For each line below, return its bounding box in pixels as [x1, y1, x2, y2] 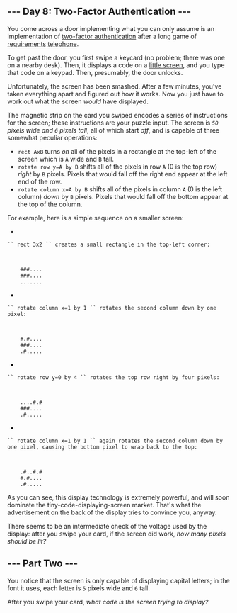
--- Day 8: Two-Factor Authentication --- [7, 6, 192, 18]
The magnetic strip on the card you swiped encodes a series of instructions [7, 111, 228, 119]
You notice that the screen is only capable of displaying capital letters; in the [7, 576, 230, 585]
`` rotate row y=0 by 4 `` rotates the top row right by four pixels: [7, 373, 220, 381]
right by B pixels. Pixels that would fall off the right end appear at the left [17, 169, 228, 178]
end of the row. [17, 177, 62, 186]
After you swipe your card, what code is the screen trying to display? [7, 597, 209, 606]
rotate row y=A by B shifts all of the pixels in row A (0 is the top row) [17, 162, 218, 171]
